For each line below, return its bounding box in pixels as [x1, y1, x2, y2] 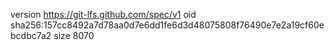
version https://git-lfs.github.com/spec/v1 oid [10, 9, 197, 20]
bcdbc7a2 [10, 30, 52, 41]
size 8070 [53, 30, 95, 41]
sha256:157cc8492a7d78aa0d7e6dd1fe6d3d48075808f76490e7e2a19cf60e [10, 19, 325, 31]
